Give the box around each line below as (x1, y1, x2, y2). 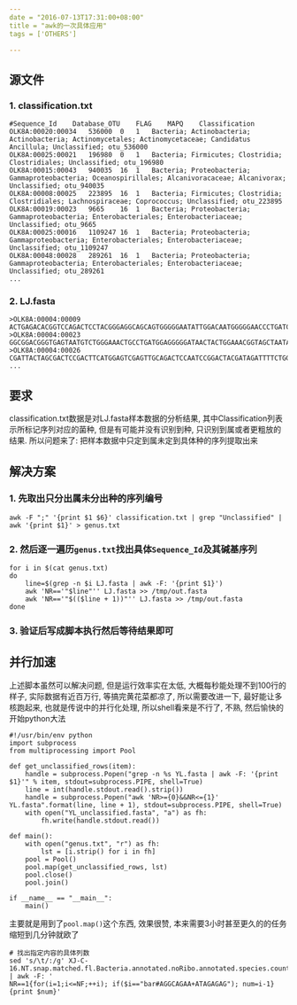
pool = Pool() (25, 854, 77, 864)
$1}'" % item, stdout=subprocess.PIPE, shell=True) (9, 777, 203, 786)
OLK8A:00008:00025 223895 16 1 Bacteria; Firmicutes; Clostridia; (9, 190, 283, 199)
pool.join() (25, 878, 69, 887)
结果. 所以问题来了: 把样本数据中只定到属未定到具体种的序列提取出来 (9, 435, 258, 446)
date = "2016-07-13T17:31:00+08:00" (9, 12, 144, 22)
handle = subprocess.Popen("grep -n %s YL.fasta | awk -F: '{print (25, 769, 278, 778)
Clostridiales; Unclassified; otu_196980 (9, 159, 164, 167)
